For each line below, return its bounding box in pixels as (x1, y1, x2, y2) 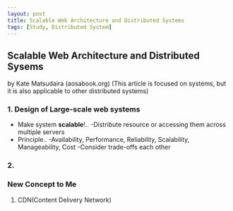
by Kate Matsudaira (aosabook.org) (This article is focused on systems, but (7, 79, 227, 88)
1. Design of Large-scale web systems (7, 104, 141, 114)
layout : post (7, 10, 46, 18)
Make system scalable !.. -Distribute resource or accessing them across (17, 121, 226, 129)
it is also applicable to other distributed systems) (7, 87, 149, 95)
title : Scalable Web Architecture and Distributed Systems (7, 17, 185, 24)
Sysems (7, 61, 44, 73)
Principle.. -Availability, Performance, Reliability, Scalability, (17, 135, 190, 144)
